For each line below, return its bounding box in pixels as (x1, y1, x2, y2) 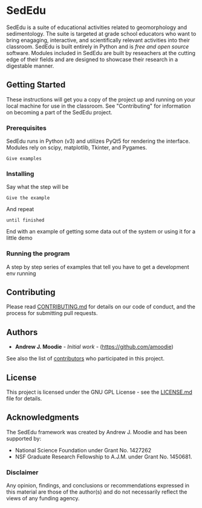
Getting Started (6, 80, 66, 90)
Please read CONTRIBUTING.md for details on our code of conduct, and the (6, 303, 195, 310)
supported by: (6, 435, 42, 442)
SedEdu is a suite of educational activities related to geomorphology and (6, 24, 187, 31)
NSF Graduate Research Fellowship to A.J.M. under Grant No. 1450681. (15, 453, 192, 460)
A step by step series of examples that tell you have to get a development (6, 263, 189, 270)
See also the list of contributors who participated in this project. (6, 355, 165, 362)
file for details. (6, 395, 42, 402)
